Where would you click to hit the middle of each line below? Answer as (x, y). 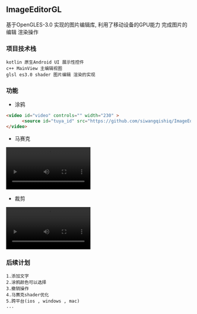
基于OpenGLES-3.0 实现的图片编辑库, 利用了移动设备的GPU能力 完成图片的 (97, 24)
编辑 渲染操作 (22, 32)
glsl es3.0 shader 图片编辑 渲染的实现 (51, 75)
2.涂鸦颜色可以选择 (26, 283)
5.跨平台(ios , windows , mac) (43, 301)
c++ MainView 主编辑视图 (34, 69)
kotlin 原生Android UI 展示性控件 (45, 62)
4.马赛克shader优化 (28, 295)
